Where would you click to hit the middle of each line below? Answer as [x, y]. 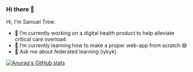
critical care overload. [41, 39]
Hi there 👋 [20, 9]
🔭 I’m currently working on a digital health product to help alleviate [94, 33]
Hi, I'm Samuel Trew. [31, 22]
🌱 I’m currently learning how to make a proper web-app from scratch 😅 [101, 45]
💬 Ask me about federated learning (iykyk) [66, 52]
